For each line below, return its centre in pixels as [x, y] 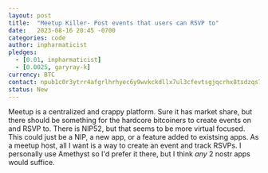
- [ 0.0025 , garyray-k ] [53, 67]
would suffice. [32, 163]
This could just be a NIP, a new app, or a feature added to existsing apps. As [134, 137]
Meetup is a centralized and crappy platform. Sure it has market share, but [130, 112]
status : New [28, 89]
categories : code [37, 38]
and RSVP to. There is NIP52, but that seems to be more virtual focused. [127, 129]
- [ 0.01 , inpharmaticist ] [59, 60]
